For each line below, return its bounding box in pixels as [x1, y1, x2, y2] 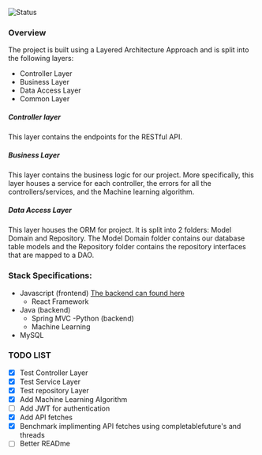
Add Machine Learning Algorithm [19, 394, 128, 404]
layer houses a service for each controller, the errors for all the [8, 179, 211, 188]
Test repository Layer [19, 385, 89, 395]
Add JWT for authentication [19, 404, 110, 413]
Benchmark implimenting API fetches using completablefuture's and [19, 422, 241, 431]
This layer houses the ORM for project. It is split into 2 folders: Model [8, 226, 232, 235]
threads [19, 430, 45, 440]
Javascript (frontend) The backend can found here [19, 288, 185, 298]
